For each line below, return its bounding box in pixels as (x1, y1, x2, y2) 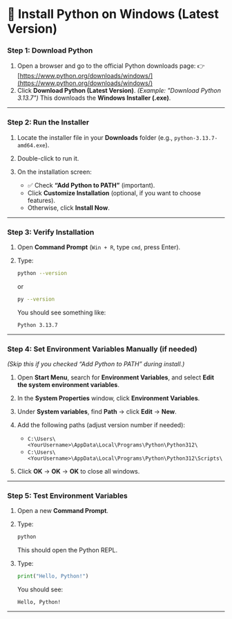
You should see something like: (17, 308, 106, 316)
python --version (17, 270, 68, 277)
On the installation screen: (17, 168, 92, 176)
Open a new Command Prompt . (17, 507, 109, 515)
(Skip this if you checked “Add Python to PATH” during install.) (7, 360, 185, 368)
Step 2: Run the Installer (7, 118, 90, 127)
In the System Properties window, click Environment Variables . (17, 394, 200, 402)
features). (27, 196, 56, 204)
